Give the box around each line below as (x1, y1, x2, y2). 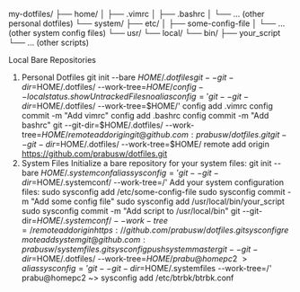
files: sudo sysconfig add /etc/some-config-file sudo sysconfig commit (21, 187, 286, 197)
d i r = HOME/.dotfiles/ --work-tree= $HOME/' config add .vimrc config (21, 101, 273, 111)
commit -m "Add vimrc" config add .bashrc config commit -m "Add (21, 111, 269, 120)
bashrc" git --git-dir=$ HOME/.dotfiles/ (21, 119, 163, 130)
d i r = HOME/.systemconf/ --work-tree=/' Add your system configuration (21, 177, 285, 188)
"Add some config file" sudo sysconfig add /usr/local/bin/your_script (30, 196, 285, 207)
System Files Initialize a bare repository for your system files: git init (21, 158, 272, 168)
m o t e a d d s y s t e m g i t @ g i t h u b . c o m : (21, 234, 146, 244)
